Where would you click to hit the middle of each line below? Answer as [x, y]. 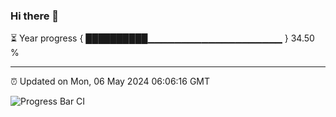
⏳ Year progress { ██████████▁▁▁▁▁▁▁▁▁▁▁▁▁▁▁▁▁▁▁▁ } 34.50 [162, 38]
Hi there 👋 [35, 16]
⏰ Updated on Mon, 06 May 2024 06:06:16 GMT [110, 81]
